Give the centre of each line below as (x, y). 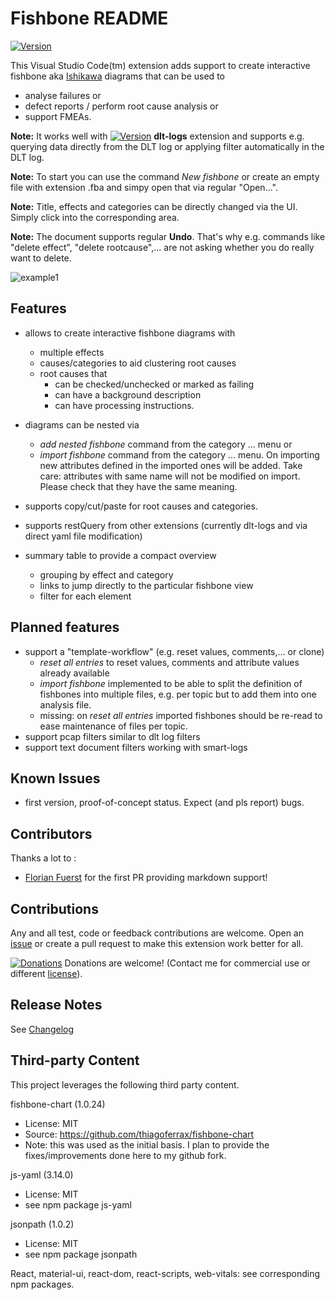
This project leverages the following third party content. (125, 1084)
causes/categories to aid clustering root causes (138, 363)
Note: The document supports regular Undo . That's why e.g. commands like (168, 236)
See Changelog (42, 1029)
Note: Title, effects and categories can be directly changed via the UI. (154, 206)
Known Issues (55, 778)
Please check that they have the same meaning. (138, 486)
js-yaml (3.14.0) (42, 1174)
